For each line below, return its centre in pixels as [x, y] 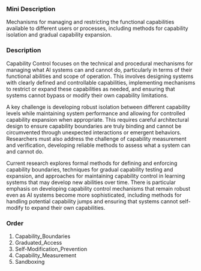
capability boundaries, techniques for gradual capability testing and [90, 169]
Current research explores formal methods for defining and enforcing [92, 163]
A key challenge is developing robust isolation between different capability [98, 107]
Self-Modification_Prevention [51, 249]
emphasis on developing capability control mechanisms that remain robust [98, 188]
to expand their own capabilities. [65, 207]
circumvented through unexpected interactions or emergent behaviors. [94, 132]
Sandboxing [30, 261]
